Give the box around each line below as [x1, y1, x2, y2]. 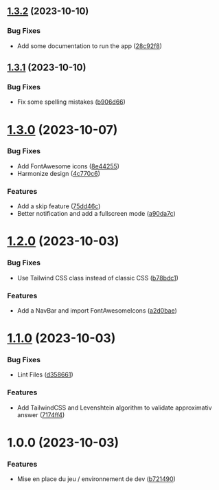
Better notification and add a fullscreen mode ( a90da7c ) [16, 210, 176, 218]
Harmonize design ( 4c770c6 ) [16, 169, 101, 177]
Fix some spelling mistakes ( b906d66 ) [16, 98, 126, 106]
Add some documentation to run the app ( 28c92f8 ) [16, 41, 163, 50]
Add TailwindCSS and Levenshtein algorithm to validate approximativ [16, 403, 212, 412]
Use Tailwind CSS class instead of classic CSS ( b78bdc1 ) [16, 274, 178, 282]
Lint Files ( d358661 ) [16, 370, 73, 379]
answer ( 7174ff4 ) [16, 410, 65, 419]
